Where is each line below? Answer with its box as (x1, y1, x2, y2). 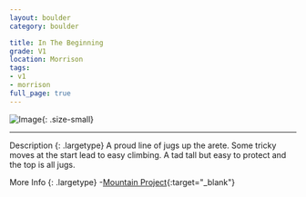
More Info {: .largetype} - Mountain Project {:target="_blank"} (9, 176, 235, 187)
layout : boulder (9, 13, 71, 23)
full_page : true (9, 88, 71, 98)
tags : (9, 64, 30, 73)
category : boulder (9, 22, 79, 31)
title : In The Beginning (9, 38, 104, 47)
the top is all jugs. (9, 159, 76, 170)
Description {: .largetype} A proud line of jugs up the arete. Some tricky (9, 140, 277, 151)
